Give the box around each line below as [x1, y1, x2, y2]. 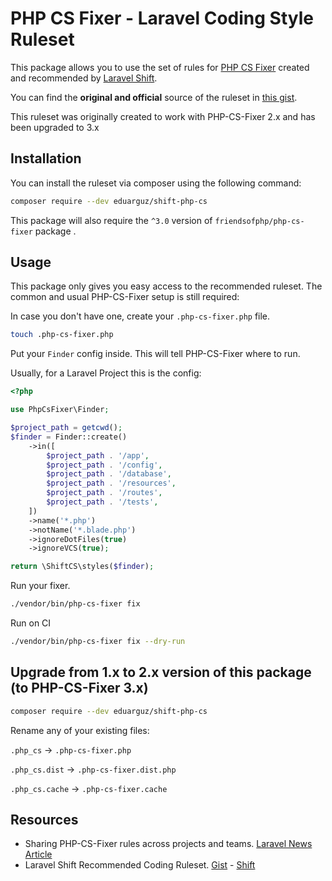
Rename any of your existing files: [10, 724, 150, 736]
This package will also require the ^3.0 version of [10, 214, 213, 226]
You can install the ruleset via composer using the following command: [10, 177, 302, 189]
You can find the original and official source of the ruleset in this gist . [10, 91, 298, 103]
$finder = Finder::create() [10, 432, 128, 442]
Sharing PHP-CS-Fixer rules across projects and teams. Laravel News [24, 838, 313, 850]
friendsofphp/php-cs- [214, 216, 305, 226]
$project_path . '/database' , [46, 469, 172, 479]
